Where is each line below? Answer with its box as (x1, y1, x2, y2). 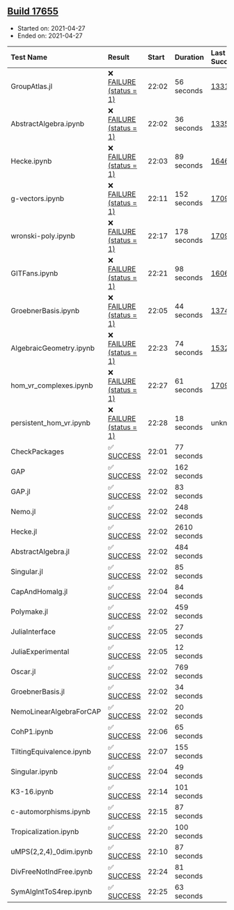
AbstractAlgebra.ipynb (10, 118, 85, 128)
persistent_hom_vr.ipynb (10, 417, 91, 427)
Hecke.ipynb (10, 156, 52, 166)
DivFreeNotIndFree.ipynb (10, 866, 93, 876)
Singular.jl (10, 566, 43, 576)
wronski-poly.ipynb (10, 231, 75, 241)
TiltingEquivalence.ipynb (10, 747, 92, 756)
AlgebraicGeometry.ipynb (10, 343, 95, 353)
